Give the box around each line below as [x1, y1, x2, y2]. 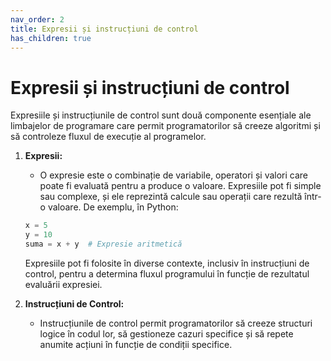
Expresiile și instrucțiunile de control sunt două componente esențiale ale [10, 109, 312, 121]
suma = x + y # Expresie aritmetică [24, 239, 183, 250]
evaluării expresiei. [24, 278, 103, 290]
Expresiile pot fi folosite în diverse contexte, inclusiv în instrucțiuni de [24, 257, 310, 269]
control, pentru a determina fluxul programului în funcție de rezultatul [24, 267, 310, 280]
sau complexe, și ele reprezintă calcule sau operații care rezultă [39, 191, 303, 203]
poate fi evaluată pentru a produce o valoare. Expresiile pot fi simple [39, 180, 322, 192]
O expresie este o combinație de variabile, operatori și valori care [39, 169, 309, 181]
